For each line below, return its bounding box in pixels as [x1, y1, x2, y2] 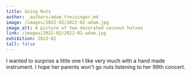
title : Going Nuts [6, 8, 51, 15]
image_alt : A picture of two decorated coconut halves [6, 25, 143, 31]
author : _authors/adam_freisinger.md [6, 14, 99, 20]
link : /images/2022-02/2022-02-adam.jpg [6, 30, 107, 36]
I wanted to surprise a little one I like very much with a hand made [6, 57, 166, 64]
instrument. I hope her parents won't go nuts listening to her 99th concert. [6, 63, 186, 70]
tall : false [6, 42, 35, 47]
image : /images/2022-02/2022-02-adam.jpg [6, 19, 109, 25]
